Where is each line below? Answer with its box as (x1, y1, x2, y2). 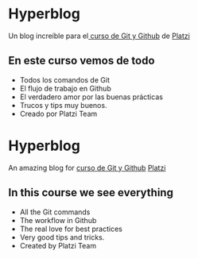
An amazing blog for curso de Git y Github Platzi (8, 163, 166, 172)
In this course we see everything (8, 186, 173, 199)
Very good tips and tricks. (19, 232, 105, 242)
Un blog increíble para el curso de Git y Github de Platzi (8, 31, 191, 40)
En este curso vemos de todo (8, 54, 155, 67)
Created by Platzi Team (19, 241, 97, 250)
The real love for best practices (19, 224, 123, 233)
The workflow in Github (19, 215, 97, 225)
